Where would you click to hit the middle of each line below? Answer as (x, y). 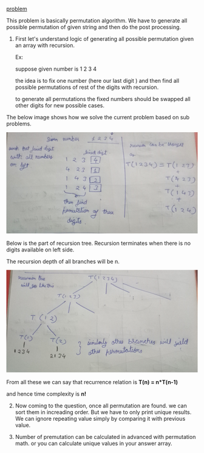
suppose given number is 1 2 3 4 (56, 69)
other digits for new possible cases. (60, 105)
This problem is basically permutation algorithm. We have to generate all (97, 20)
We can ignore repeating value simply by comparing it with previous (100, 418)
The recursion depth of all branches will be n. (63, 261)
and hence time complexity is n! (46, 394)
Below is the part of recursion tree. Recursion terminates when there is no (99, 243)
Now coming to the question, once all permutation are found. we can (101, 406)
